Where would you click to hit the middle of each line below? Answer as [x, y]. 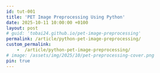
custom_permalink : [29, 45]
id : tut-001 [21, 11]
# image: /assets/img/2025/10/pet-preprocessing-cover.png [80, 55]
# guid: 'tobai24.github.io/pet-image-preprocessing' [74, 34]
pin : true [18, 61]
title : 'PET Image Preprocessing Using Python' [66, 17]
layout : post [22, 28]
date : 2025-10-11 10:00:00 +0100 [47, 22]
